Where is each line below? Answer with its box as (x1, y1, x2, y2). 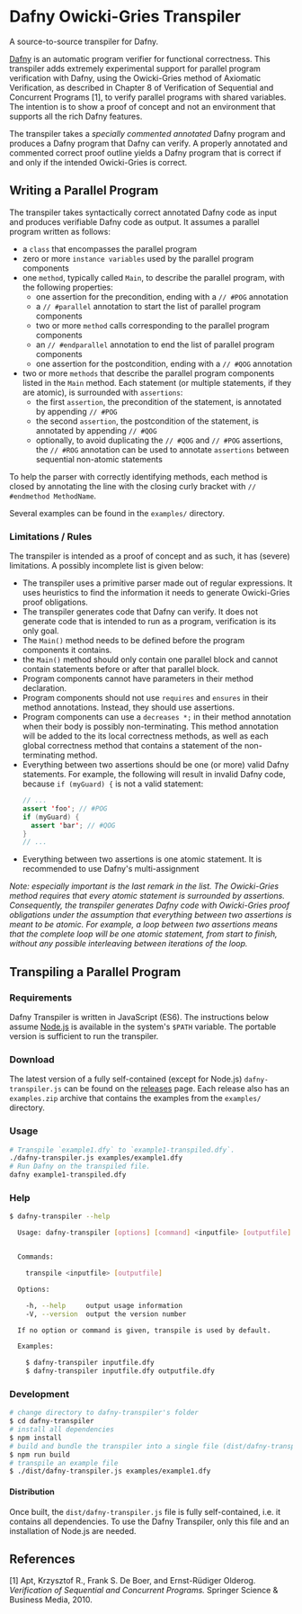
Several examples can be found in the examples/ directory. (9, 507, 225, 518)
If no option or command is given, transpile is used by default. (17, 1325, 271, 1335)
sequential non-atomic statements (35, 453, 164, 464)
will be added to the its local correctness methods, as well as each (22, 731, 270, 741)
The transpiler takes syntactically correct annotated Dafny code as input (9, 207, 277, 218)
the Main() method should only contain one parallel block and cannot (22, 654, 279, 665)
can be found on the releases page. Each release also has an (64, 1083, 289, 1094)
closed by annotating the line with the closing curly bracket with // (9, 480, 256, 491)
